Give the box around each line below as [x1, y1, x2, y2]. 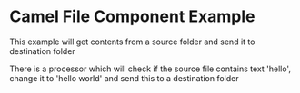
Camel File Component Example [9, 6, 255, 27]
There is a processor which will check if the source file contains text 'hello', [9, 63, 291, 74]
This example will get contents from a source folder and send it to [9, 36, 255, 47]
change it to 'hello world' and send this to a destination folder [9, 72, 239, 83]
